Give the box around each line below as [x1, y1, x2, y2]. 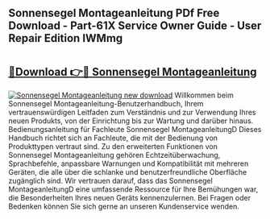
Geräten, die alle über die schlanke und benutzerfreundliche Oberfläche [8, 167, 247, 176]
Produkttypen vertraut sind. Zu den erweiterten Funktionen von [8, 142, 218, 151]
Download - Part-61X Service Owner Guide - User [8, 19, 262, 33]
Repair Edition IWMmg [8, 31, 123, 45]
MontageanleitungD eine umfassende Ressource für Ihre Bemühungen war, [8, 184, 259, 194]
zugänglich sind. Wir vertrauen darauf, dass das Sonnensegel [8, 176, 214, 185]
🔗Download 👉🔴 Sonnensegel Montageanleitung [8, 64, 257, 79]
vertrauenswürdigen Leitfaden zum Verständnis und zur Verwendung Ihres [8, 108, 256, 117]
